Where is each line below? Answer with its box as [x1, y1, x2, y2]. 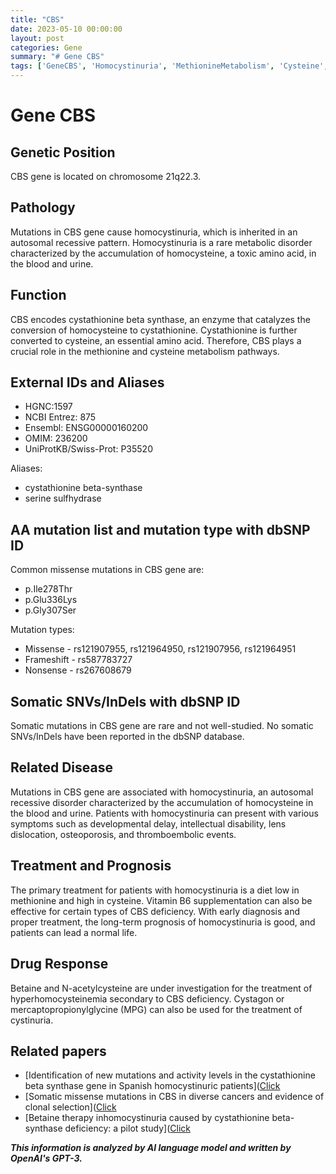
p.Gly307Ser [24, 604, 77, 616]
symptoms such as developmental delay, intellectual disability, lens [10, 817, 287, 830]
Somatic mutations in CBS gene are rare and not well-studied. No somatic [10, 720, 314, 732]
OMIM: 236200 [24, 432, 88, 445]
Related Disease [10, 759, 113, 776]
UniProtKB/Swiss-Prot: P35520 [24, 443, 153, 455]
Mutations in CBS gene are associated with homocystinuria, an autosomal [10, 786, 314, 798]
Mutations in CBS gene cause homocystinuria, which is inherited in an [10, 226, 298, 238]
